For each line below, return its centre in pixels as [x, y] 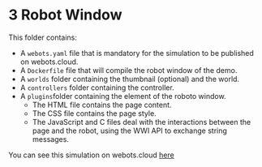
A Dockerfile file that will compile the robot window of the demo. [129, 70]
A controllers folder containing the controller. [97, 88]
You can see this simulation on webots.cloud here [91, 155]
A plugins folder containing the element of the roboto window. [123, 96]
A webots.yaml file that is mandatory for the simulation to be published [137, 53]
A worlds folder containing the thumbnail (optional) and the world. [130, 79]
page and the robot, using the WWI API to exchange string [129, 131]
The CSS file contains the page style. [94, 113]
